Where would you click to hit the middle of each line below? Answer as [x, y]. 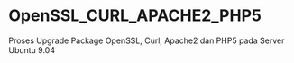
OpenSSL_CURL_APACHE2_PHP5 [135, 16]
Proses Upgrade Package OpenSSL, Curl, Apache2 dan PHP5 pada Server [147, 40]
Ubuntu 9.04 [32, 49]
